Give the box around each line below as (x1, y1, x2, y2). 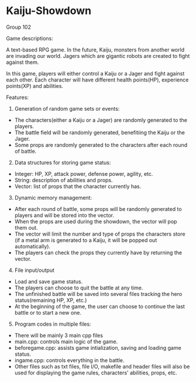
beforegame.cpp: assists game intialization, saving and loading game (14, 344, 181, 351)
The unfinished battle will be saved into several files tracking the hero (14, 290, 183, 297)
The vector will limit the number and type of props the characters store (14, 230, 185, 237)
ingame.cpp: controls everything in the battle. (14, 356, 125, 364)
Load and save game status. (14, 278, 83, 285)
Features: (6, 94, 29, 101)
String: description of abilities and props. (14, 176, 113, 183)
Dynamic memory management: (14, 194, 92, 201)
